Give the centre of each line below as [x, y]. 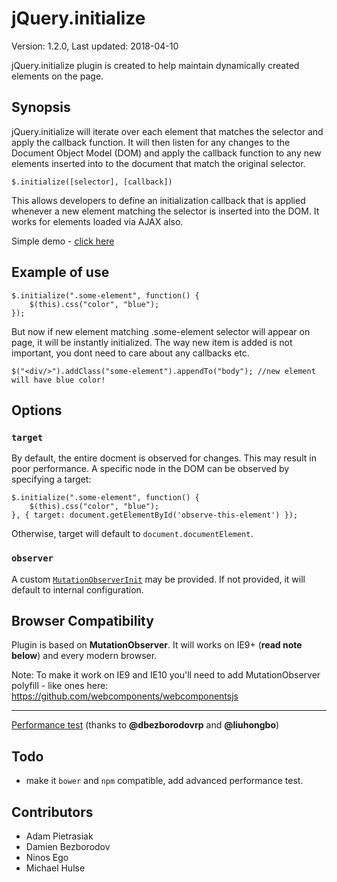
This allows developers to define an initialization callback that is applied [158, 200]
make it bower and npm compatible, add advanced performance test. [164, 781]
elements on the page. [57, 76]
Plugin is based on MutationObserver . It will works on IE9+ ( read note [157, 645]
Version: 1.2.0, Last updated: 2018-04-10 [95, 46]
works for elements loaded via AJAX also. [97, 221]
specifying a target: [51, 479]
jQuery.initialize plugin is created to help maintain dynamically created [155, 65]
